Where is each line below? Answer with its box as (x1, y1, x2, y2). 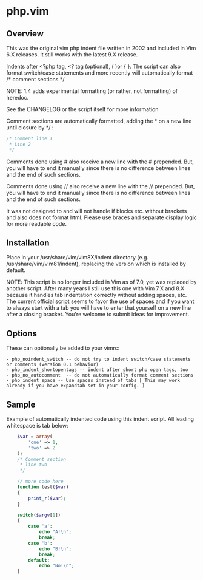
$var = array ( (17, 434, 53, 440)
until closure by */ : (6, 124, 54, 131)
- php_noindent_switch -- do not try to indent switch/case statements (6, 357, 191, 363)
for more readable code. (6, 220, 67, 227)
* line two (19, 462, 47, 468)
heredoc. (6, 94, 29, 101)
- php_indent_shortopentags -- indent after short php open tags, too (6, 367, 188, 373)
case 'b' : (28, 540, 53, 546)
